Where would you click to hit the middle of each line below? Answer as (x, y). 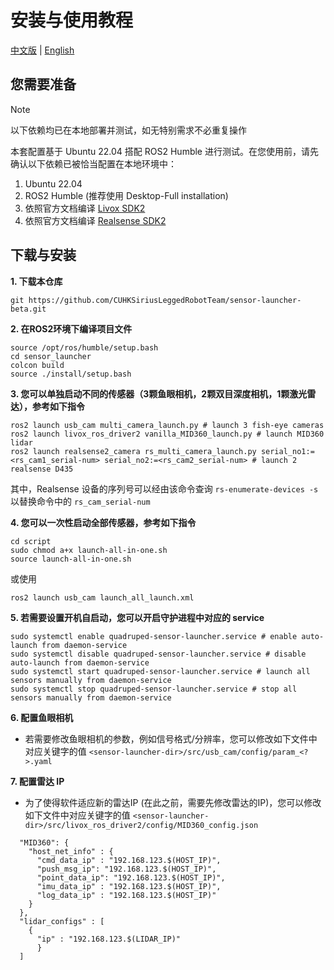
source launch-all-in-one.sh (71, 559)
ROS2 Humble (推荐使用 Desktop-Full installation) (126, 195)
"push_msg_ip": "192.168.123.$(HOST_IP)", (126, 869)
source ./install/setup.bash (71, 374)
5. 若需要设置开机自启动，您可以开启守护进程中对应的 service (137, 617)
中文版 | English (42, 50)
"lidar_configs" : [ (62, 921)
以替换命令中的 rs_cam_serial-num (80, 501)
